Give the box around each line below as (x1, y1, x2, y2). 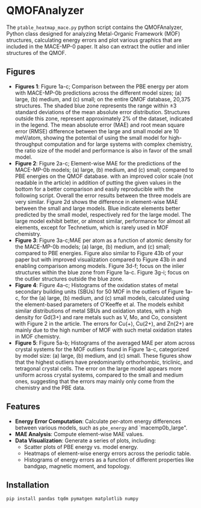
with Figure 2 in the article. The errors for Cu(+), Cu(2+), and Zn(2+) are (14, 320, 194, 327)
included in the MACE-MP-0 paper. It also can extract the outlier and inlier (6, 43, 190, 50)
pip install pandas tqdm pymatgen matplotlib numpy (6, 496, 138, 502)
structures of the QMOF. (6, 49, 67, 56)
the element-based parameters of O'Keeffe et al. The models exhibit (14, 300, 185, 308)
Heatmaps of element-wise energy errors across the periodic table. (23, 449, 191, 457)
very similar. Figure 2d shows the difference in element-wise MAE (14, 198, 179, 205)
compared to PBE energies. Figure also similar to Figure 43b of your (14, 249, 184, 256)
